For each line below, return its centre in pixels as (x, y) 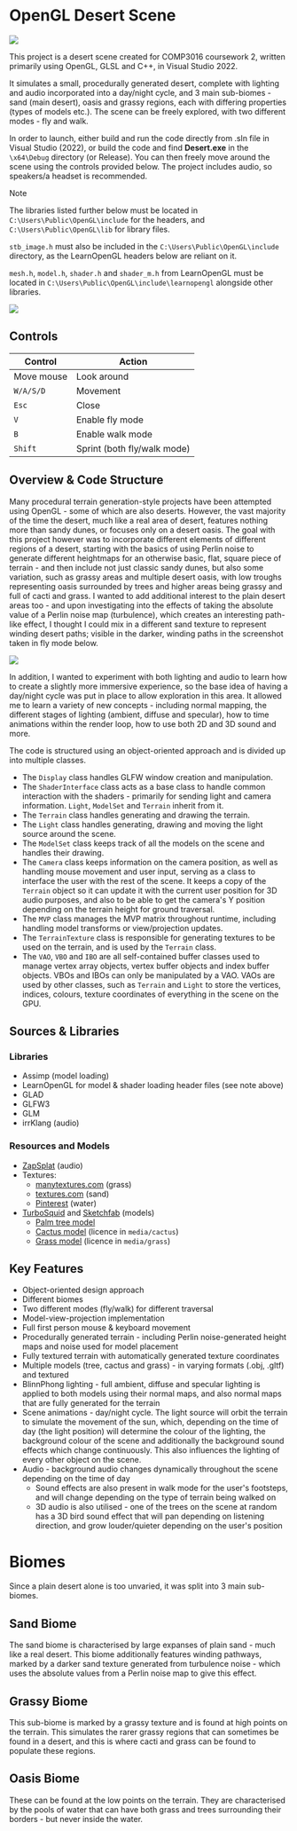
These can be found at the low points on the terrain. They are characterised (147, 1800)
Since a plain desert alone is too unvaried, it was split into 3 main (128, 1586)
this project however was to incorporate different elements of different (137, 539)
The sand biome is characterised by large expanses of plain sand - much (143, 1645)
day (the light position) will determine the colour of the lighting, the (144, 1432)
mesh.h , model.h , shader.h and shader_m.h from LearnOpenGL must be (137, 272)
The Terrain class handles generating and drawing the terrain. (136, 815)
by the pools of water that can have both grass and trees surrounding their (145, 1809)
